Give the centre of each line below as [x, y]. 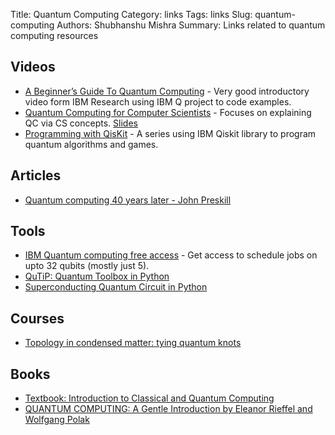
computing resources [54, 35]
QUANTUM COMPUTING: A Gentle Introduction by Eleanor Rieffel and [168, 409]
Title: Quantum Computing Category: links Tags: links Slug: [131, 14]
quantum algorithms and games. [91, 144]
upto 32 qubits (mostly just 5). [87, 266]
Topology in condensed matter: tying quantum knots [133, 343]
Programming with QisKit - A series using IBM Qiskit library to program [170, 133]
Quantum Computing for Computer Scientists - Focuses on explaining [168, 112]
